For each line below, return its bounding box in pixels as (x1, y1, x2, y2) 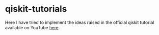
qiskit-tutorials (5, 3, 67, 15)
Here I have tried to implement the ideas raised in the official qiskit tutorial (5, 19, 155, 25)
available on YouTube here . (5, 24, 60, 30)
